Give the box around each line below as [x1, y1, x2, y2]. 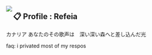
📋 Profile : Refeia [13, 12, 78, 21]
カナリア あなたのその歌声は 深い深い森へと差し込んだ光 [6, 31, 147, 38]
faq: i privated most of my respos [6, 42, 86, 49]
